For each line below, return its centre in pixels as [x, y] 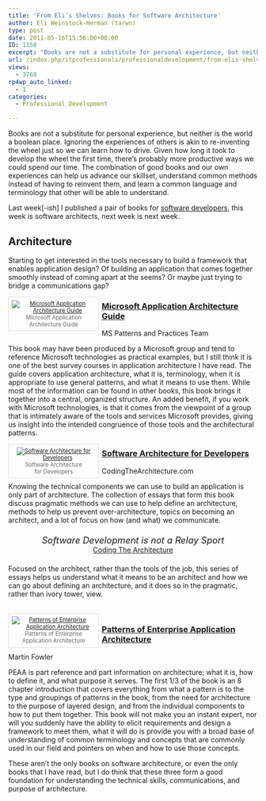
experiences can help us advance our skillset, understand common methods [133, 176]
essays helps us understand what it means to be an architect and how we [128, 577]
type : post [26, 30]
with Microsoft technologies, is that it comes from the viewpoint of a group [130, 408]
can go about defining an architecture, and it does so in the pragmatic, [123, 585]
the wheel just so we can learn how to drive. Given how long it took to [122, 151]
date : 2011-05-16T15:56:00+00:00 [63, 38]
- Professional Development [62, 104]
